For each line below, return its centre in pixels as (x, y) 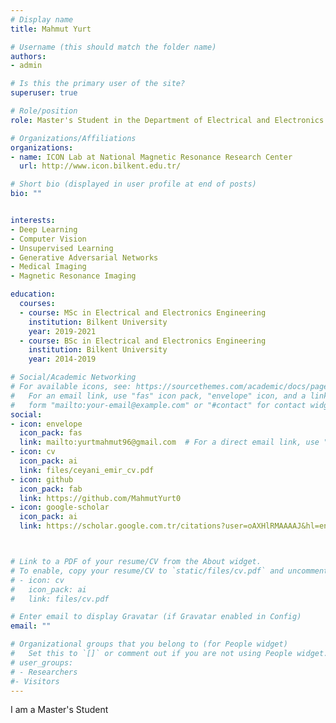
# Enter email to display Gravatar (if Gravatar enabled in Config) (156, 617)
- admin (26, 66)
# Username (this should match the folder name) (113, 47)
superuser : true (44, 93)
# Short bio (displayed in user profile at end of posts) (133, 184)
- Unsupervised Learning (62, 248)
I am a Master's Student (59, 710)
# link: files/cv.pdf (60, 599)
